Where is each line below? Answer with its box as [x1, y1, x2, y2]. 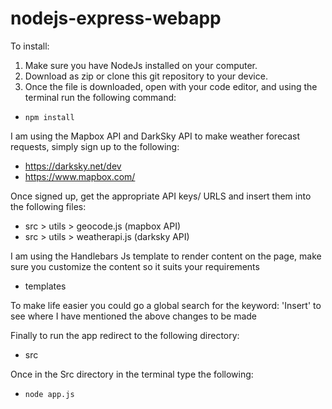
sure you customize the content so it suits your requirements [10, 260, 260, 272]
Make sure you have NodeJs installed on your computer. [24, 59, 258, 71]
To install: [10, 40, 50, 52]
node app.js [24, 389, 75, 399]
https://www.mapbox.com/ [24, 170, 136, 182]
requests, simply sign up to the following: [10, 140, 180, 152]
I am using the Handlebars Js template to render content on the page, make [10, 250, 322, 262]
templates [24, 280, 67, 292]
